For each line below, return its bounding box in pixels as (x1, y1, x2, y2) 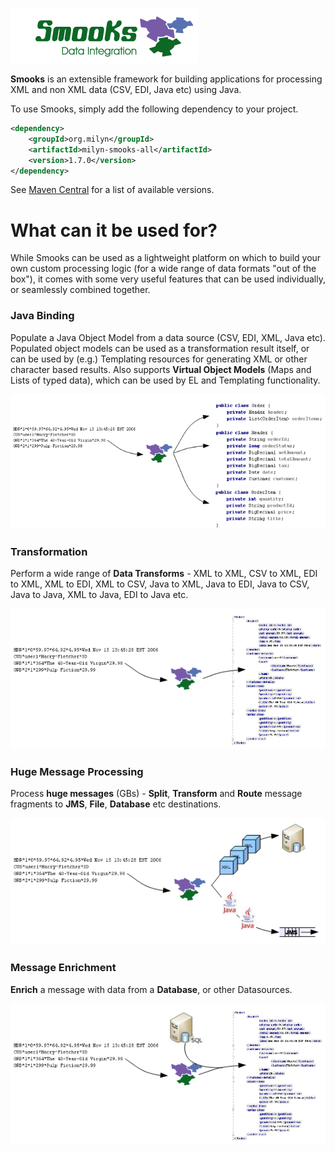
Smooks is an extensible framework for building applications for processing (10, 73, 323, 85)
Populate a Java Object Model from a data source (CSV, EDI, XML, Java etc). (10, 331, 326, 343)
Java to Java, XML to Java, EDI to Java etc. (10, 589, 189, 601)
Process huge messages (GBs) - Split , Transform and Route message (10, 788, 303, 800)
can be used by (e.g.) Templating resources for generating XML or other (10, 353, 308, 365)
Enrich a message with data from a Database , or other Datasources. (10, 983, 293, 995)
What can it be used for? (10, 219, 218, 242)
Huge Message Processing (10, 764, 144, 778)
